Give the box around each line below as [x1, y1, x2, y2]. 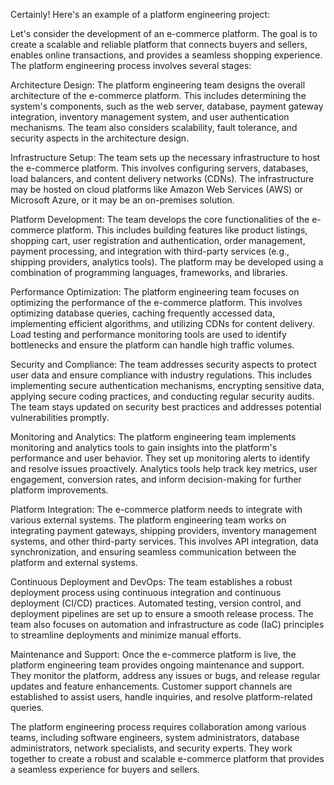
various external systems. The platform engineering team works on [10, 514, 287, 526]
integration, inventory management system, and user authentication [10, 111, 290, 123]
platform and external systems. [10, 557, 138, 568]
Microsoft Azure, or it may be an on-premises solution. [10, 194, 235, 206]
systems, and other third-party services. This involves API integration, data [10, 535, 319, 547]
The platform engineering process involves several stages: [10, 60, 252, 71]
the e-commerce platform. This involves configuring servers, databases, [10, 162, 309, 174]
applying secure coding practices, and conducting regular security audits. [10, 390, 315, 402]
